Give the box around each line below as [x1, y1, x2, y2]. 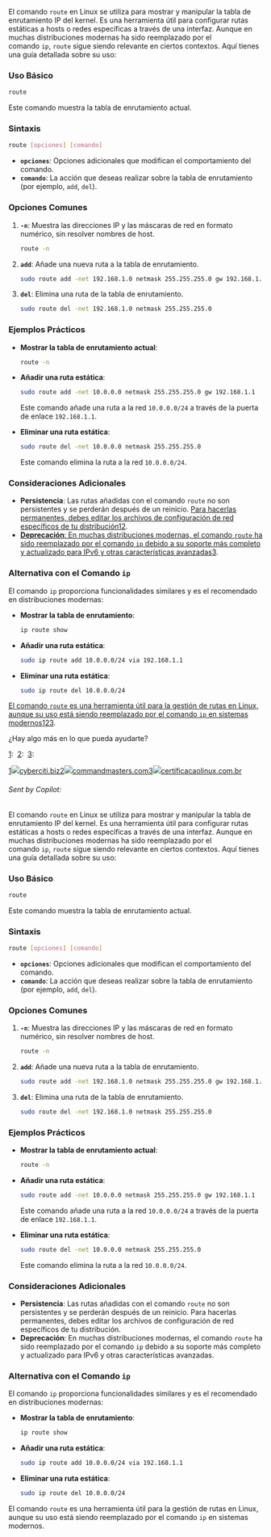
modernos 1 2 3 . [8, 718, 56, 728]
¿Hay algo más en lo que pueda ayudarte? [8, 734, 148, 743]
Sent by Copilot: [8, 785, 62, 794]
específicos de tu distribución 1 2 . [19, 521, 128, 532]
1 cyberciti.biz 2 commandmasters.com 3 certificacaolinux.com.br [8, 766, 242, 776]
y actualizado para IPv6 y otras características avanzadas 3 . [19, 547, 219, 557]
